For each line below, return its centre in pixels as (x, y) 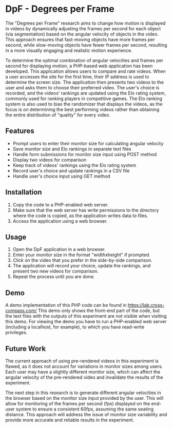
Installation (24, 192)
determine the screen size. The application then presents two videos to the (85, 82)
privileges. (16, 333)
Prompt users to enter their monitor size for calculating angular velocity (88, 143)
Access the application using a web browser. (60, 221)
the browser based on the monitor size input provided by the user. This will (84, 398)
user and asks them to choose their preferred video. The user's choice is (82, 87)
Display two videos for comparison (50, 160)
